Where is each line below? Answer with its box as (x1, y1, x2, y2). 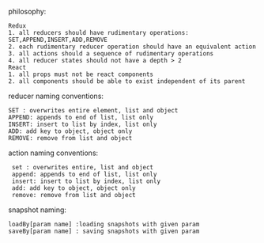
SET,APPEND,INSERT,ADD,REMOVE (8, 36, 108, 44)
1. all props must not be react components (8, 70, 154, 78)
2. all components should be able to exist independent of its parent (8, 78, 246, 85)
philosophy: (8, 7, 47, 16)
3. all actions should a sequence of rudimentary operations (8, 50, 214, 58)
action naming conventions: (8, 148, 99, 158)
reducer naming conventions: (8, 91, 104, 101)
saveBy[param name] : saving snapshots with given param (8, 227, 200, 235)
